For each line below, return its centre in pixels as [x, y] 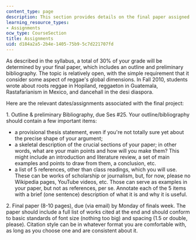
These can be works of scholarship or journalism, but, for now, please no [102, 176]
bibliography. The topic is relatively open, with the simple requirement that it [97, 73]
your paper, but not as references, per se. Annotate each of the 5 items [100, 188]
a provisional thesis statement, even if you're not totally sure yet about [99, 132]
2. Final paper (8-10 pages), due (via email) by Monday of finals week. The [96, 205]
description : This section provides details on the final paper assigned [98, 17]
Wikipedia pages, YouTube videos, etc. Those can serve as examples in [101, 181]
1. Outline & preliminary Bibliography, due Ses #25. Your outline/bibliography [98, 114]
